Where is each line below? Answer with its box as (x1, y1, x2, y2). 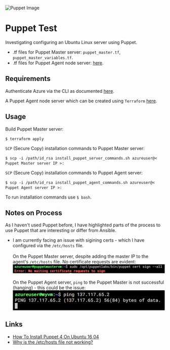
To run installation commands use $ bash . (5, 194, 92, 200)
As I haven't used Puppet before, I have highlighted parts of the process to (5, 222, 161, 228)
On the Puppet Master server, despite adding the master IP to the (12, 253, 149, 259)
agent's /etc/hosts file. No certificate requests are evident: (12, 259, 137, 265)
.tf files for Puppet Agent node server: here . (12, 60, 104, 66)
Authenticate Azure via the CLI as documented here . (5, 88, 115, 94)
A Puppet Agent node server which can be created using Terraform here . (5, 98, 157, 104)
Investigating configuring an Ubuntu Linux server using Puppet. (5, 39, 138, 45)
